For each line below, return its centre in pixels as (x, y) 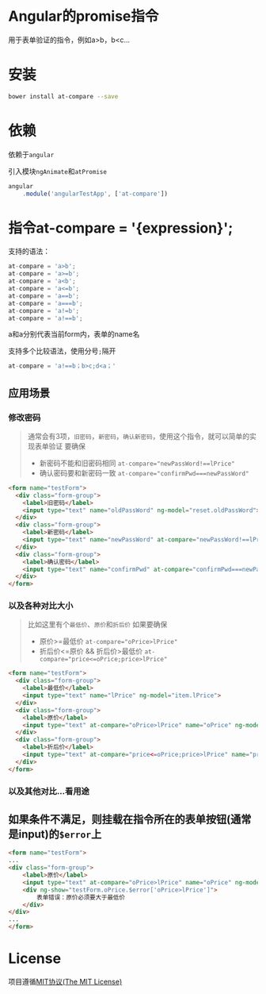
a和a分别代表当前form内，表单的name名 (74, 334)
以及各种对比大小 (41, 606)
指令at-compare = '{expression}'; (121, 228)
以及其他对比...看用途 (49, 791)
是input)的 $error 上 (55, 834)
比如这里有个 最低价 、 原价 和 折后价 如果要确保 (97, 625)
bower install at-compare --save (63, 96)
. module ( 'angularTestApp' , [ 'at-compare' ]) (95, 194)
